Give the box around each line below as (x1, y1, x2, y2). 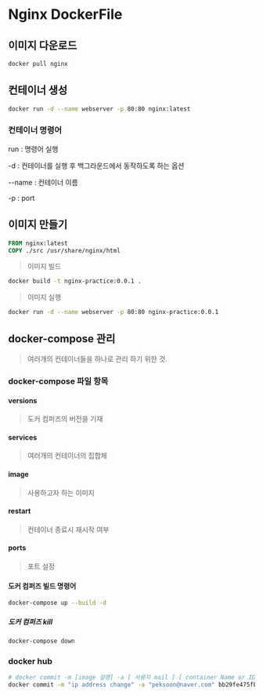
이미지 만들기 (8, 218, 68, 231)
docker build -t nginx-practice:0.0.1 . (8, 277, 142, 286)
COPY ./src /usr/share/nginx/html (8, 246, 121, 254)
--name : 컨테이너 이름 (8, 177, 78, 187)
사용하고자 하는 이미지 (27, 488, 95, 497)
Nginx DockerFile (8, 5, 123, 24)
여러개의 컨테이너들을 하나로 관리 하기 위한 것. (27, 354, 168, 363)
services (8, 432, 38, 442)
